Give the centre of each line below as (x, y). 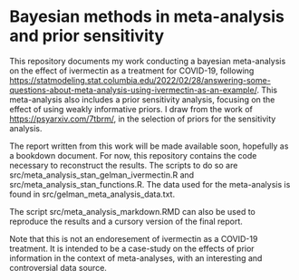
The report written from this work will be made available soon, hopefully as (149, 146)
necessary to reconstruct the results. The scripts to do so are (124, 165)
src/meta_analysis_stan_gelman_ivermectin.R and (102, 175)
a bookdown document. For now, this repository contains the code (133, 155)
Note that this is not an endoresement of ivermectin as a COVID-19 (134, 238)
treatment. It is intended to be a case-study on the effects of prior (132, 248)
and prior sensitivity (87, 36)
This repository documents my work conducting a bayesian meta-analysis (148, 61)
